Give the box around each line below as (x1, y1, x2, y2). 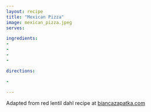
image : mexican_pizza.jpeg (6, 19, 72, 25)
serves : (6, 25, 25, 31)
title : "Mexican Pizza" (6, 14, 65, 20)
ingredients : (6, 36, 38, 42)
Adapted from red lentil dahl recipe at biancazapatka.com (6, 100, 146, 107)
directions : (6, 68, 35, 74)
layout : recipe (6, 8, 43, 15)
